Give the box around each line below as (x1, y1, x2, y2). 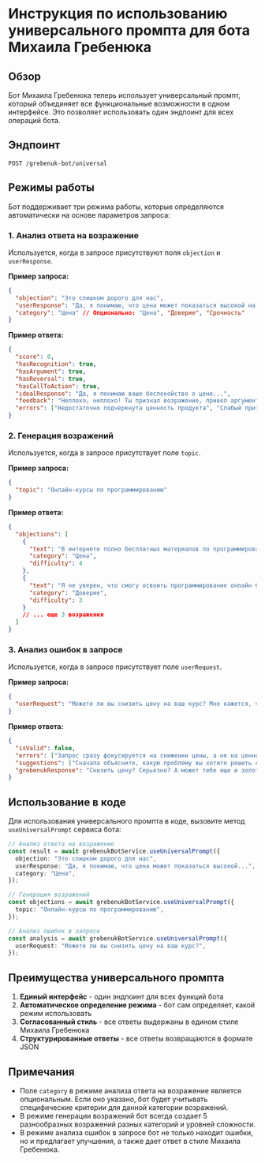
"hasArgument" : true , (15, 368, 87, 376)
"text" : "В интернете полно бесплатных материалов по (28, 545, 211, 553)
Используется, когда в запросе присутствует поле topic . (8, 448, 201, 458)
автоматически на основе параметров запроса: (8, 210, 171, 219)
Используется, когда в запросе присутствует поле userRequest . (8, 662, 222, 671)
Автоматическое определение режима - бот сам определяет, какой (19, 1000, 256, 1010)
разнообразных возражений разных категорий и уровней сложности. (19, 1119, 256, 1129)
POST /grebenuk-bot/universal (8, 159, 108, 167)
